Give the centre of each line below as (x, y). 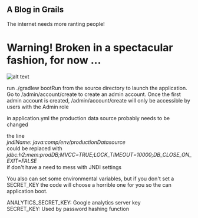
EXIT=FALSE (22, 161)
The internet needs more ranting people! (56, 24)
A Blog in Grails (35, 10)
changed (17, 124)
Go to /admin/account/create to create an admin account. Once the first (94, 94)
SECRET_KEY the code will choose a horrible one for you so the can (89, 184)
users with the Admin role (38, 107)
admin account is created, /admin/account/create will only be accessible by (98, 100)
